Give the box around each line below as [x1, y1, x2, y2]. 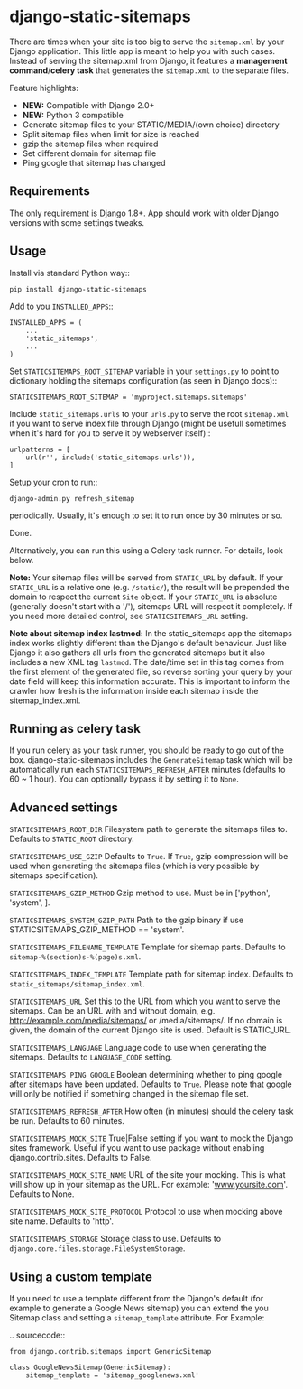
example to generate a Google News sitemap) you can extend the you [9, 1302, 269, 1313]
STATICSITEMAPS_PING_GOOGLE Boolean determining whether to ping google [9, 1070, 282, 1080]
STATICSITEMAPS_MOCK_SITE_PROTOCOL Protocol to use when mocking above [9, 1207, 283, 1218]
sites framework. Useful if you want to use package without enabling [9, 1143, 265, 1153]
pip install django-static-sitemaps [9, 284, 147, 294]
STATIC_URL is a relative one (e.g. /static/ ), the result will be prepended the [9, 581, 290, 592]
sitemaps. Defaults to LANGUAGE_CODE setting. [9, 1051, 173, 1062]
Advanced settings [9, 800, 119, 815]
